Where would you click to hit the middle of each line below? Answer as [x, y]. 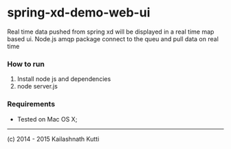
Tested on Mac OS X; [47, 119]
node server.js [37, 87]
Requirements [31, 104]
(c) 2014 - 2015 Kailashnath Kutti [53, 139]
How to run [26, 64]
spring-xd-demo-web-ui [79, 13]
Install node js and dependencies [64, 79]
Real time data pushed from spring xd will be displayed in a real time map [111, 32]
